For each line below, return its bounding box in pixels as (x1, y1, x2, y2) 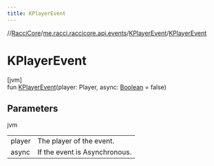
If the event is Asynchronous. (37, 147, 132, 157)
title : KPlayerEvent (7, 10, 67, 17)
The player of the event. (37, 137, 115, 146)
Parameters (7, 102, 58, 114)
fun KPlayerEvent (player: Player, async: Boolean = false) (7, 83, 167, 91)
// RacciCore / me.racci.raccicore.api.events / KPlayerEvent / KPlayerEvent (7, 29, 207, 37)
